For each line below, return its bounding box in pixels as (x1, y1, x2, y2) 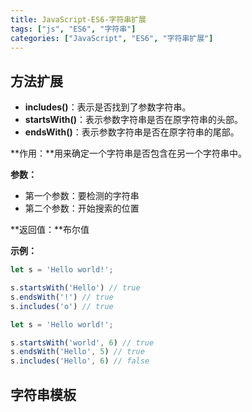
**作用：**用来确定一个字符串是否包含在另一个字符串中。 (10, 147, 248, 160)
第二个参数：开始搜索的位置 (24, 202, 140, 215)
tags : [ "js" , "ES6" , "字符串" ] (10, 24, 137, 34)
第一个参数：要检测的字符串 (24, 190, 140, 202)
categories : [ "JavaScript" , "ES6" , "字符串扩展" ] (10, 33, 214, 43)
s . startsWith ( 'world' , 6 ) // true (10, 337, 155, 348)
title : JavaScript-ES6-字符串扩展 (10, 14, 147, 25)
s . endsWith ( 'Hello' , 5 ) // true (10, 347, 145, 357)
